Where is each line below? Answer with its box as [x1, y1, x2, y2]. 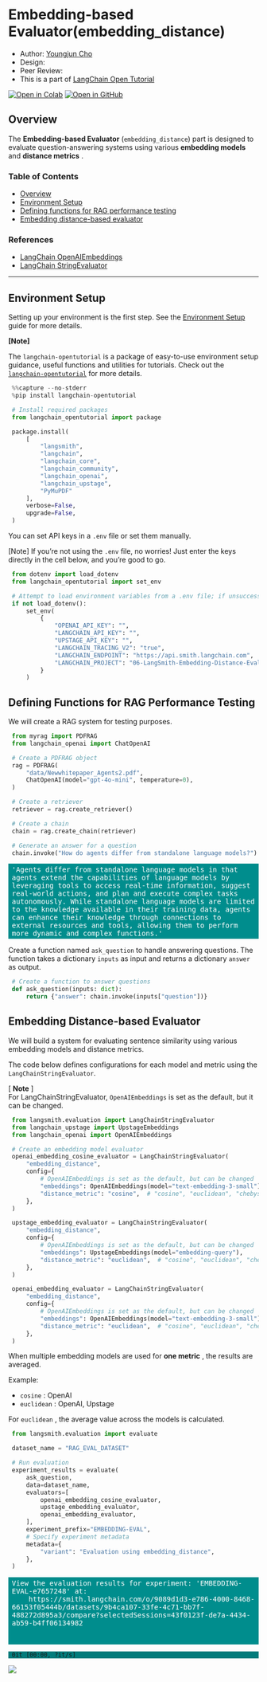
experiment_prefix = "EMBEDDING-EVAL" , [25, 1526, 151, 1534]
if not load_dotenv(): [11, 599, 87, 607]
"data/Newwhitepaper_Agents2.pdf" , [25, 769, 144, 777]
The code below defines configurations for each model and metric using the [8, 1060, 258, 1069]
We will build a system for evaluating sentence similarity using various [8, 1036, 238, 1045]
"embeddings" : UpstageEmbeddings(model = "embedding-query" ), [40, 1249, 244, 1257]
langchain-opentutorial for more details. [8, 369, 143, 378]
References [8, 233, 54, 245]
